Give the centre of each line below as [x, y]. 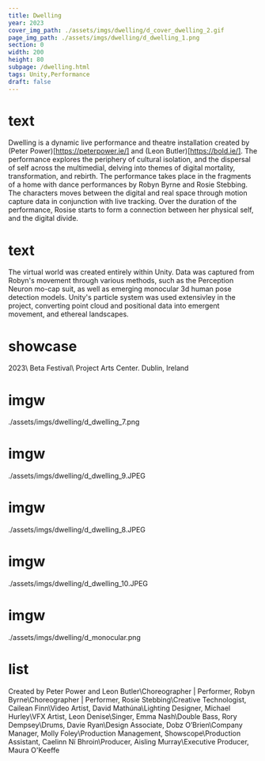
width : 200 [26, 52]
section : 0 [26, 45]
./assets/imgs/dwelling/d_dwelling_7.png [74, 422]
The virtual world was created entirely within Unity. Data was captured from [131, 272]
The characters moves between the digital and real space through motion [128, 193]
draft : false [30, 81]
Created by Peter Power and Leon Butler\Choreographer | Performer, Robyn [132, 691]
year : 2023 [26, 23]
